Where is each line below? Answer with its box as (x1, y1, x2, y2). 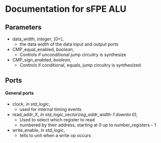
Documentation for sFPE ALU (5, 3, 127, 15)
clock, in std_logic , (12, 101, 50, 107)
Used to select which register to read (19, 116, 95, 122)
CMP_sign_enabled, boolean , (12, 57, 71, 62)
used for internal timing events (19, 106, 82, 112)
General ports (5, 90, 34, 96)
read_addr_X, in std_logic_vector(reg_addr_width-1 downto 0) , (12, 112, 138, 117)
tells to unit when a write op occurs (19, 132, 91, 138)
